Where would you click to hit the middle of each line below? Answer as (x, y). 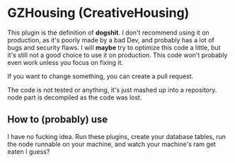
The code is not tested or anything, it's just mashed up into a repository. (112, 90)
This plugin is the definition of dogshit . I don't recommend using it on (109, 32)
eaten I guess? (29, 151)
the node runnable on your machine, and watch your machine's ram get (111, 144)
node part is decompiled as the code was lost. (75, 97)
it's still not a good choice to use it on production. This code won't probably (117, 55)
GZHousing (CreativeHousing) (98, 13)
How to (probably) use (58, 120)
